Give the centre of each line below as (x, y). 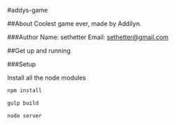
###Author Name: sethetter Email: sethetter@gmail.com (88, 37)
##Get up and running (39, 51)
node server (24, 116)
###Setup (22, 64)
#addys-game (28, 10)
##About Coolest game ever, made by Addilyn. (74, 23)
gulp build (23, 103)
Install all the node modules (46, 78)
